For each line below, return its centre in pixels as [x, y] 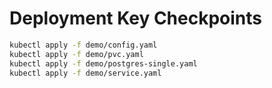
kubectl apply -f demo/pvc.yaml [76, 54]
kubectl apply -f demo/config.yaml [83, 45]
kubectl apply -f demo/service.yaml [85, 73]
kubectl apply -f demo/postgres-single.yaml [103, 63]
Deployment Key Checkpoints [136, 18]
